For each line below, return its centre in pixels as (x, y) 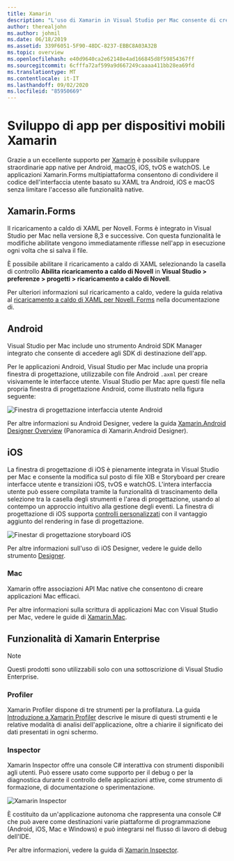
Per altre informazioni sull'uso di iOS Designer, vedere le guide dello (104, 548)
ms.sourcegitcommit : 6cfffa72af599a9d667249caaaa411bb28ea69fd (101, 65)
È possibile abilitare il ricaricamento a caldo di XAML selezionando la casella (117, 264)
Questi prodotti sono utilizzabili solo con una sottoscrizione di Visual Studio (115, 669)
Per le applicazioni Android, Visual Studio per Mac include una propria (108, 366)
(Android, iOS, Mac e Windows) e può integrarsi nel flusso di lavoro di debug (117, 829)
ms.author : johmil (34, 33)
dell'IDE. (19, 837)
